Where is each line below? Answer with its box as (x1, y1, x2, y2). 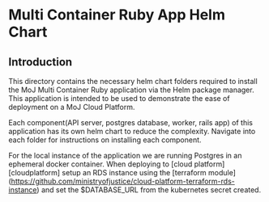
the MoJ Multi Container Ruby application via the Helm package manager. (8, 85, 254, 95)
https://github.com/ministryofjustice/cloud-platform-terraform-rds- (11, 176, 235, 186)
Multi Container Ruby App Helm (8, 6, 225, 24)
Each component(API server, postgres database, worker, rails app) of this (8, 118, 254, 127)
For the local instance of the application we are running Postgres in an (8, 151, 242, 160)
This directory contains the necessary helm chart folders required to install (8, 77, 258, 86)
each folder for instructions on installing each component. (8, 135, 202, 145)
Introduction (8, 55, 73, 69)
